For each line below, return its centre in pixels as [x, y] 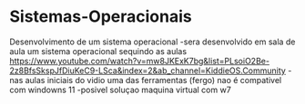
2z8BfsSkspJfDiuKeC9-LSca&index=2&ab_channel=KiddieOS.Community [148, 71]
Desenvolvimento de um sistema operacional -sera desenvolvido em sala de [152, 42]
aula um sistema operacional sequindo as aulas [98, 51]
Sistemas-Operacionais [101, 17]
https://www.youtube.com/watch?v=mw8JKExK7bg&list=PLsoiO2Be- [140, 61]
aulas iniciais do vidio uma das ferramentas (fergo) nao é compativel [153, 80]
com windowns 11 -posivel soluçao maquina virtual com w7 [121, 90]
